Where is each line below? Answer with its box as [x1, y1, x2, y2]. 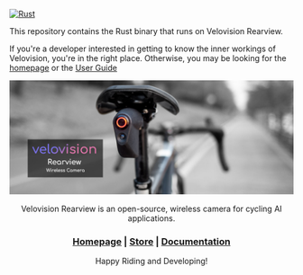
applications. [127, 212, 176, 224]
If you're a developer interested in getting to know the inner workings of [9, 43, 277, 54]
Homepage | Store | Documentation [72, 235, 231, 247]
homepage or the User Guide [9, 63, 117, 73]
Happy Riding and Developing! [95, 256, 208, 267]
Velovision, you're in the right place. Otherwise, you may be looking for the [9, 53, 287, 63]
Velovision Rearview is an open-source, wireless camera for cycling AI [21, 203, 282, 214]
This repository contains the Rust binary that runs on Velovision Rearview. [9, 26, 284, 36]
